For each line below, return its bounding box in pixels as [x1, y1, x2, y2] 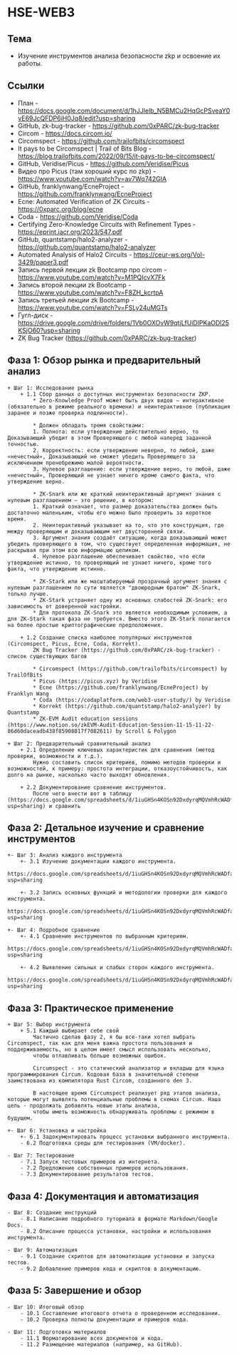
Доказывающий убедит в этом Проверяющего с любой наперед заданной [7, 434, 212, 441]
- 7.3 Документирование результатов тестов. [20, 1171, 154, 1178]
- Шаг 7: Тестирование [7, 1152, 75, 1160]
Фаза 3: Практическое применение [7, 1002, 174, 1014]
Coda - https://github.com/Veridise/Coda [17, 212, 139, 221]
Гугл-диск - [17, 311, 53, 319]
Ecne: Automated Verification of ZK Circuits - [17, 197, 150, 205]
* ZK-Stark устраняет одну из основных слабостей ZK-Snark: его [33, 596, 228, 603]
